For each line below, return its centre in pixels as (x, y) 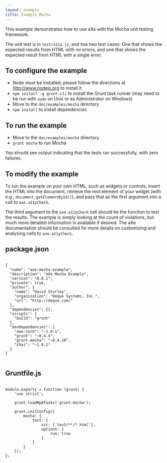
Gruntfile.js (23, 373)
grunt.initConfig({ (35, 412)
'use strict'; (29, 394)
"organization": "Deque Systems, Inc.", (57, 296)
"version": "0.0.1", (31, 278)
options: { (53, 429)
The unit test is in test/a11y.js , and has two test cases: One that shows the (84, 44)
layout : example (22, 10)
